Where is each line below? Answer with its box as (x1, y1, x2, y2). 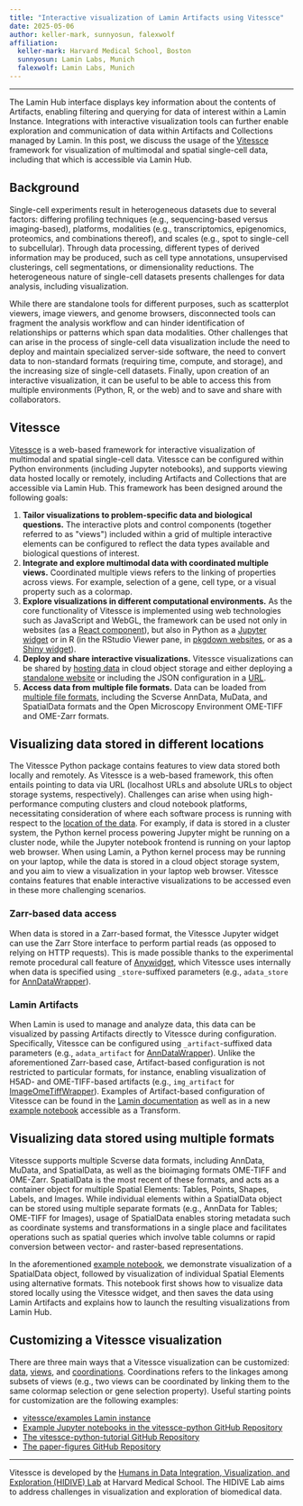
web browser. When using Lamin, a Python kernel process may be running (9, 846, 286, 857)
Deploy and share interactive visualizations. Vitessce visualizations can (22, 653, 294, 663)
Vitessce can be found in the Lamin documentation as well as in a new (9, 1095, 271, 1106)
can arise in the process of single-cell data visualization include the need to (9, 336, 290, 347)
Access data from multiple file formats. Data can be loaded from (22, 681, 267, 692)
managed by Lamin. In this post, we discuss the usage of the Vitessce (9, 134, 269, 145)
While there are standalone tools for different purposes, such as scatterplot (9, 298, 289, 309)
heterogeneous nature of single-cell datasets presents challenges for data (9, 271, 286, 282)
